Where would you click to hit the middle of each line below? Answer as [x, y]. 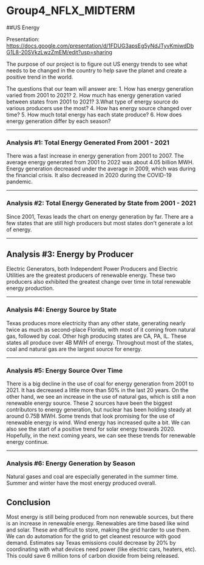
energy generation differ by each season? [59, 121]
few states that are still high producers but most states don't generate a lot [100, 223]
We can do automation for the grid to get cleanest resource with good [93, 536]
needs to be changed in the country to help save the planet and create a [97, 70]
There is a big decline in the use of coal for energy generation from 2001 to [100, 384]
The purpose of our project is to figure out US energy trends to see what [97, 64]
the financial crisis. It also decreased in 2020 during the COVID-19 [89, 175]
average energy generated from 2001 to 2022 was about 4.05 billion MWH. [100, 163]
